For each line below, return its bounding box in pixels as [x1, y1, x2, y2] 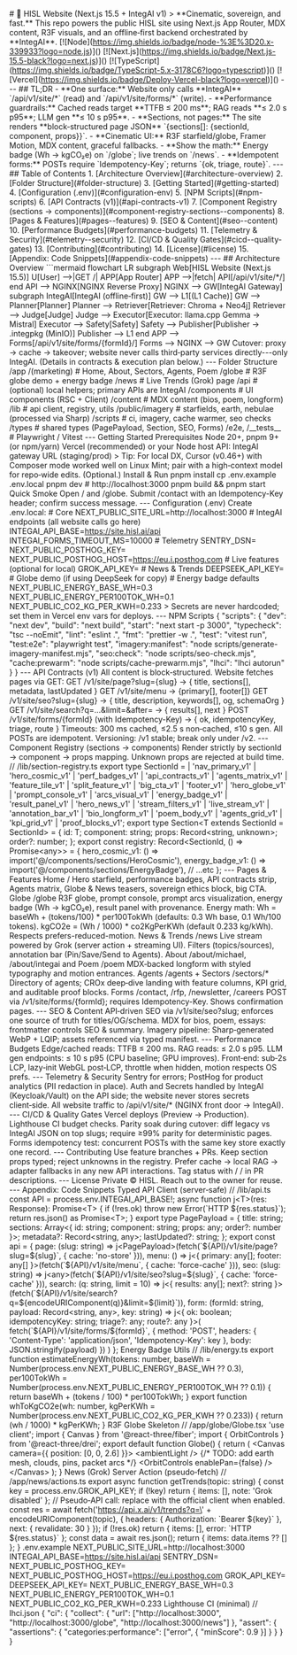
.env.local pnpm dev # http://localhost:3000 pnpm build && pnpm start [9, 479, 266, 489]
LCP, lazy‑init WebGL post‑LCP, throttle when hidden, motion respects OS [9, 1063, 277, 1072]
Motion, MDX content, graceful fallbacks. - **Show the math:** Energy [9, 140, 269, 151]
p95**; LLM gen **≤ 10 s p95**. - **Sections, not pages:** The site [9, 112, 263, 122]
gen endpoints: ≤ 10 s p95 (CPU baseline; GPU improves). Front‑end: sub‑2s [9, 1053, 287, 1063]
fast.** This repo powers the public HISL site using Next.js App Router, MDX [9, 18, 286, 28]
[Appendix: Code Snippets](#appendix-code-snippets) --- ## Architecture [9, 253, 280, 263]
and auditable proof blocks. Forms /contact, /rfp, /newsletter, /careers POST [9, 987, 287, 997]
